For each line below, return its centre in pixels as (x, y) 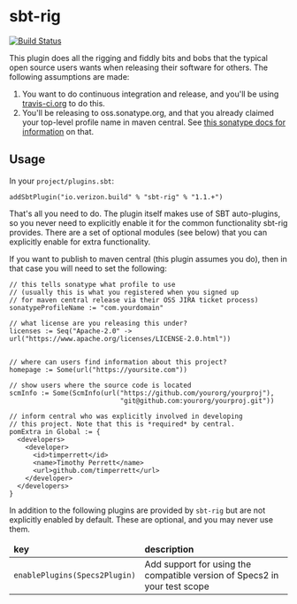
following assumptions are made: (69, 76)
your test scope (177, 586)
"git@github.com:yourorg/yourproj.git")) (197, 400)
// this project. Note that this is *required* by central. (122, 424)
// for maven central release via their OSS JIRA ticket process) (134, 300)
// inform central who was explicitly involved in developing (126, 416)
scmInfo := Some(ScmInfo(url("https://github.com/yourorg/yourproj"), (142, 393)
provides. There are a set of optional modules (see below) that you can (138, 232)
